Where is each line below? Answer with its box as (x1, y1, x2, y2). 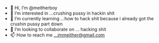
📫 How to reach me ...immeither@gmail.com (10, 32, 105, 38)
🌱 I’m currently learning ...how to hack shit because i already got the (10, 16, 154, 21)
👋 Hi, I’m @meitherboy (10, 5, 58, 11)
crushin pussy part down (10, 21, 63, 27)
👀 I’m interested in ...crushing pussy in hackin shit (10, 10, 115, 16)
